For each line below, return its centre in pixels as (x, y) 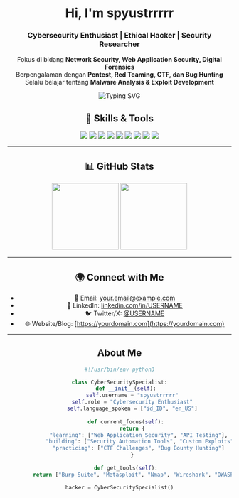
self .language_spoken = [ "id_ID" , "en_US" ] (132, 409)
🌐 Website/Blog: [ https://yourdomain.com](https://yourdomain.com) (124, 323)
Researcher (119, 44)
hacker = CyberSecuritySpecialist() (119, 487)
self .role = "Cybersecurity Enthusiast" (132, 402)
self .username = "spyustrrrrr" (132, 396)
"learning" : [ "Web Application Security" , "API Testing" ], (139, 435)
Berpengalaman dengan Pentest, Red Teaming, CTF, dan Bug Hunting (119, 75)
